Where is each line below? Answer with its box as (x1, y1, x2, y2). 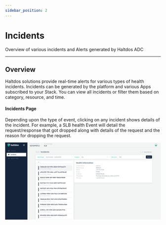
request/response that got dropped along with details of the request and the (5, 127, 160, 133)
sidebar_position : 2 (5, 8, 48, 13)
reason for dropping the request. (5, 132, 72, 138)
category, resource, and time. (5, 94, 65, 100)
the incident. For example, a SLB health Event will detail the (5, 122, 125, 128)
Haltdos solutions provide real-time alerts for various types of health (5, 78, 144, 84)
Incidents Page (5, 106, 37, 112)
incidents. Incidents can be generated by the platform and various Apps (5, 84, 151, 90)
